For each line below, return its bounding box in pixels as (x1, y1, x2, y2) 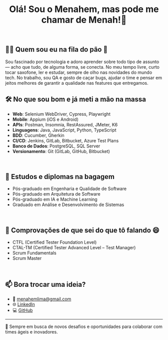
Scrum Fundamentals (12, 250, 56, 256)
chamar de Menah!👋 (41, 14, 127, 26)
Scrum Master (12, 255, 42, 261)
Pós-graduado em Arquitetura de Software (12, 191, 101, 197)
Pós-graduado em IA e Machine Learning (12, 197, 97, 203)
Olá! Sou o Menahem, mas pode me (9, 4, 159, 15)
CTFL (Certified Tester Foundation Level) (12, 239, 97, 245)
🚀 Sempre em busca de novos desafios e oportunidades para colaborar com (5, 323, 162, 329)
